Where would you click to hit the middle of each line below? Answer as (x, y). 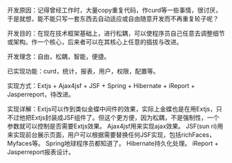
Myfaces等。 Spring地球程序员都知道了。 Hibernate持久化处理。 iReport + (113, 143)
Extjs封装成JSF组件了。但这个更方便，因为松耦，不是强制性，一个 (125, 118)
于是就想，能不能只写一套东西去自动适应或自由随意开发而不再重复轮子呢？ (113, 19)
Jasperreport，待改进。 (41, 94)
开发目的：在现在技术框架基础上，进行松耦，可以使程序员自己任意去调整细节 (116, 33)
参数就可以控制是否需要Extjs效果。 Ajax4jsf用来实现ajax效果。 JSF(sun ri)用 (115, 126)
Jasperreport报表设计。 (41, 152)
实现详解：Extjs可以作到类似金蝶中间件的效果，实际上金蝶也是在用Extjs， (112, 109)
